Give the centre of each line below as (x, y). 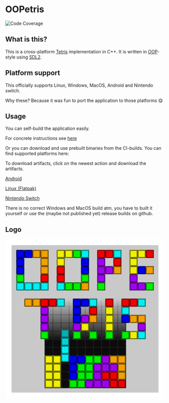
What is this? (26, 39)
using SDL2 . (29, 57)
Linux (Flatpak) (21, 188)
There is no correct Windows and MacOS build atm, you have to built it (79, 208)
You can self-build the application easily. (48, 128)
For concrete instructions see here (41, 139)
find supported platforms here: (37, 154)
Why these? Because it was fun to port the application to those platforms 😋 (84, 100)
